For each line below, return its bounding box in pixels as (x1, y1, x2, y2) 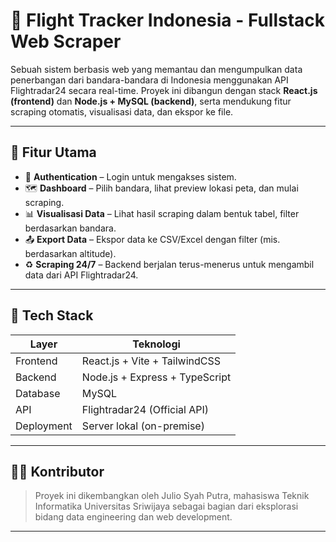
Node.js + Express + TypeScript (81, 370, 232, 384)
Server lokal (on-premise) (81, 419, 205, 433)
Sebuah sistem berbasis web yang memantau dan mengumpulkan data (10, 63, 303, 75)
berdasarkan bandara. (24, 222, 117, 234)
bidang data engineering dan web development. (34, 511, 233, 523)
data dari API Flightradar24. (24, 269, 139, 281)
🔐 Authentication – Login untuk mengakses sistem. (24, 170, 237, 183)
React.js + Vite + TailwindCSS (81, 354, 221, 368)
